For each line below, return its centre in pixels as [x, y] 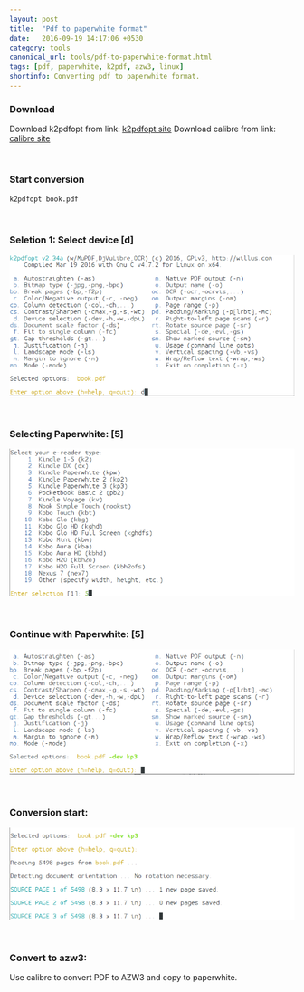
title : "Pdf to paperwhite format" [78, 29]
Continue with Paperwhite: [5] [77, 634]
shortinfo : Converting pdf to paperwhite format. [105, 77]
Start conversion [47, 179]
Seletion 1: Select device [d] [71, 240]
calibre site [30, 138]
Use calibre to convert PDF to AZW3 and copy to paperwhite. [123, 978]
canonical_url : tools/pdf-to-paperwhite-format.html [111, 57]
